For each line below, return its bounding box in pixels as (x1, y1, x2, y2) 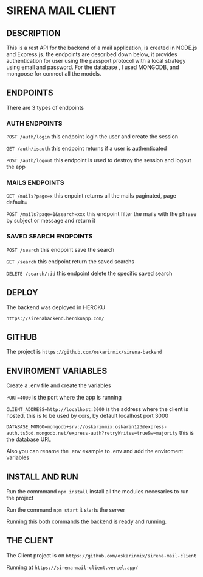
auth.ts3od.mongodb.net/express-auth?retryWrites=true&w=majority (6, 431, 178, 437)
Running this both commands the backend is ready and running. (6, 518, 167, 525)
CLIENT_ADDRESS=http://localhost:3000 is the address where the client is (6, 406, 188, 413)
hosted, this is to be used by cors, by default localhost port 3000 (6, 412, 169, 420)
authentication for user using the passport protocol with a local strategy (6, 57, 186, 64)
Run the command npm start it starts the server (6, 506, 126, 513)
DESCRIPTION (6, 28, 61, 38)
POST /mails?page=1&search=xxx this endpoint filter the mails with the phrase (6, 210, 197, 218)
